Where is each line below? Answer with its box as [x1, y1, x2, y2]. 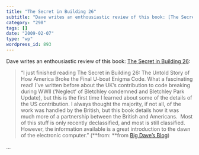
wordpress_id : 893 [6, 42, 52, 48]
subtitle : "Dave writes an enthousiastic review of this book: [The [6, 14, 179, 20]
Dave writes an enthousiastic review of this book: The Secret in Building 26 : [6, 57, 191, 65]
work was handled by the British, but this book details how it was [20, 107, 179, 114]
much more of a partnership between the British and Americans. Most [20, 113, 193, 120]
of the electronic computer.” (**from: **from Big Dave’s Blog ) [20, 131, 170, 138]
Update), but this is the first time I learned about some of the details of [20, 94, 192, 101]
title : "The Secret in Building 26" [6, 8, 97, 15]
